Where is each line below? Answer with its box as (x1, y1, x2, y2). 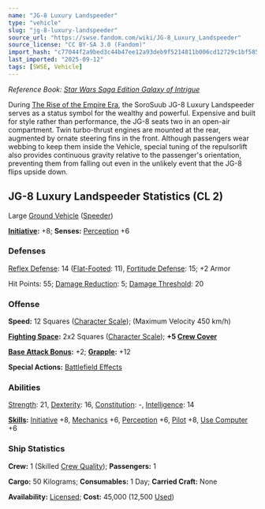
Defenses (8, 245, 46, 256)
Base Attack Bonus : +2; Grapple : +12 (8, 347, 132, 357)
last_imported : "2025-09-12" (8, 56, 104, 64)
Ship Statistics (8, 444, 65, 455)
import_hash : (8, 48, 51, 56)
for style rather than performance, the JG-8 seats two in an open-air (8, 116, 230, 126)
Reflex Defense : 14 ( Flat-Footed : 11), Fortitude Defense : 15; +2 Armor (8, 264, 231, 273)
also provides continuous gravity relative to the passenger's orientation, (8, 150, 242, 159)
